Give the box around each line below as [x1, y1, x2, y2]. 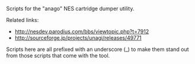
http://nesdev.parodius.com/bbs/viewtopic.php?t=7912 [14, 28, 149, 35]
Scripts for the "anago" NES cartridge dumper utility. [6, 5, 135, 12]
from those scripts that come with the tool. [6, 52, 110, 59]
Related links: [6, 17, 39, 23]
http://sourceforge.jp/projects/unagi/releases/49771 [14, 34, 142, 41]
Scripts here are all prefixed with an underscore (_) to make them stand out [6, 46, 189, 53]
